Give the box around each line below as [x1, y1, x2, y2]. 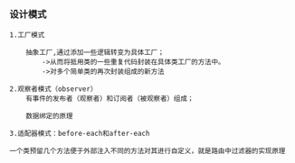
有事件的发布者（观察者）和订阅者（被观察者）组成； [25, 95, 195, 104]
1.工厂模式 [9, 31, 45, 40]
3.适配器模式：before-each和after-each [9, 129, 150, 139]
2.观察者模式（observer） [9, 85, 98, 94]
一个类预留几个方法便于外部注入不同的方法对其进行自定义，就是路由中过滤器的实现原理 [9, 147, 286, 156]
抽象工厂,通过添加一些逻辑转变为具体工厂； [25, 48, 165, 58]
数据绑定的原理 [25, 112, 73, 121]
